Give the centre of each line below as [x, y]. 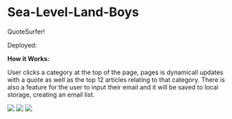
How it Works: [29, 58]
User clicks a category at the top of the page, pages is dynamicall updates [115, 72]
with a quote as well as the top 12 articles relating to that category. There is [116, 79]
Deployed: [22, 45]
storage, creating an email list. [51, 94]
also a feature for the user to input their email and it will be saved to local [113, 87]
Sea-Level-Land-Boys [73, 12]
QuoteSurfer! [26, 31]
